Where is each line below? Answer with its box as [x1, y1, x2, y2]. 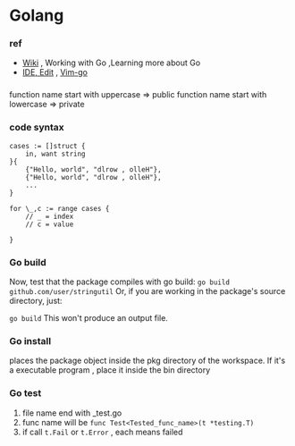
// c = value [25, 220, 74, 229]
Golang [9, 5, 64, 26]
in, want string [25, 149, 87, 158]
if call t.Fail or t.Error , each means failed [21, 426, 183, 437]
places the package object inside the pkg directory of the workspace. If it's [9, 355, 286, 366]
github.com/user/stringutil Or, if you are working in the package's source [9, 286, 286, 296]
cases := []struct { [9, 141, 87, 150]
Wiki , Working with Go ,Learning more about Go [21, 57, 201, 68]
